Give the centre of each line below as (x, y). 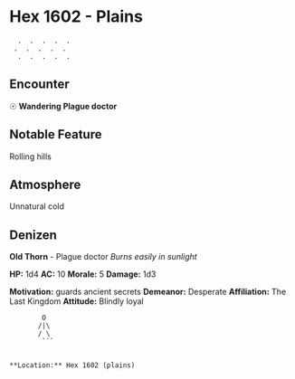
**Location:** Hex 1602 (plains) (72, 365)
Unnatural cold (37, 206)
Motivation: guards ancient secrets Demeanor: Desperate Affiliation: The (148, 292)
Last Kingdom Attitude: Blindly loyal (76, 301)
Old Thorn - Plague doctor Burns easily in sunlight (103, 257)
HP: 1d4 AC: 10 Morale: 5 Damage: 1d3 (83, 274)
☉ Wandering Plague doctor (63, 106)
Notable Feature (56, 134)
